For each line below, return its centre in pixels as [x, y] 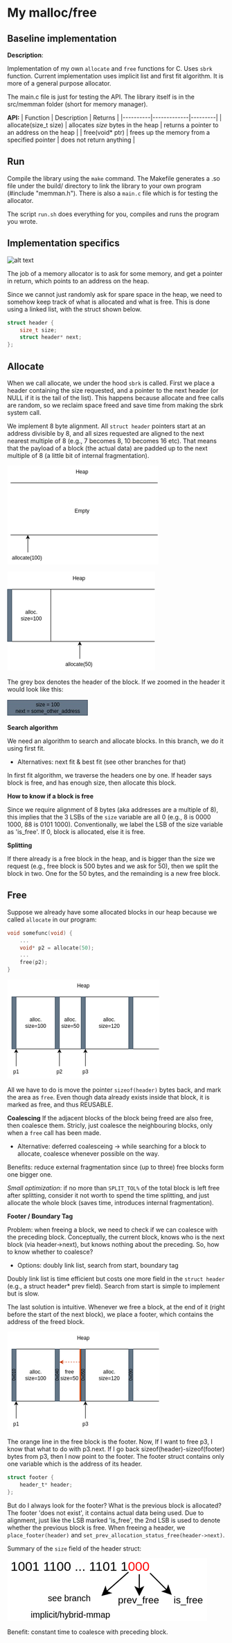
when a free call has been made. [54, 1133]
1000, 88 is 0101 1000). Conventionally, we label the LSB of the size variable [115, 824]
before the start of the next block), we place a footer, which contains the [110, 1314]
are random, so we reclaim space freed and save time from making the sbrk [115, 405]
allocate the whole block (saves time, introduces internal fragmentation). [110, 1203]
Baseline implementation [62, 39]
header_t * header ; [46, 1485]
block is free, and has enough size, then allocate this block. [92, 783]
